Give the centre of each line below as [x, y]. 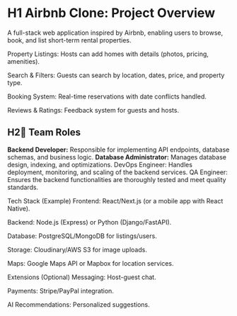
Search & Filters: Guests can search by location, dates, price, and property [116, 75]
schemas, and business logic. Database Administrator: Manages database [117, 157]
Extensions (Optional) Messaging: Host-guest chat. [82, 277]
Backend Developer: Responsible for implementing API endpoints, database [118, 149]
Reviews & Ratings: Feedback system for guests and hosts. [93, 110]
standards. [23, 187]
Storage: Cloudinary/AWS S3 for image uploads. [77, 249]
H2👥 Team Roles [44, 132]
